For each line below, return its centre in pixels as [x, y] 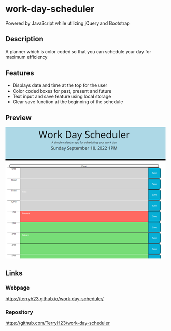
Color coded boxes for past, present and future [62, 91]
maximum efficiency [26, 57]
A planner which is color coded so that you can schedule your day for [78, 51]
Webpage [18, 288]
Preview [19, 117]
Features [20, 73]
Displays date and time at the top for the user [60, 85]
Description [24, 39]
